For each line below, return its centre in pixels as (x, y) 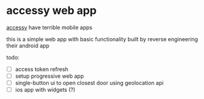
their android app (28, 46)
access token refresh (42, 69)
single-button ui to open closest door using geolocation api (89, 83)
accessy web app (51, 11)
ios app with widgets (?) (45, 90)
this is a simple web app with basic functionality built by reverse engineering (102, 39)
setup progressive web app (49, 76)
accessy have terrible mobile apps (49, 27)
